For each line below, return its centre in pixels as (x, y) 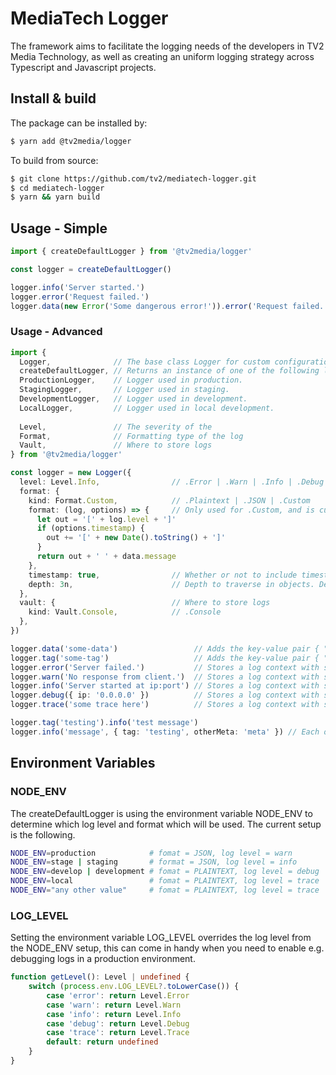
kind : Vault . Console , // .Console (125, 612)
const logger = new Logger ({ (71, 473)
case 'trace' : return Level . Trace (118, 1033)
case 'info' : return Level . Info (114, 1014)
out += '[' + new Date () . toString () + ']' (136, 538)
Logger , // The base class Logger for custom (145, 362)
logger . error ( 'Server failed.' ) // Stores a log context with (165, 667)
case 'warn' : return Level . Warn (114, 1005)
